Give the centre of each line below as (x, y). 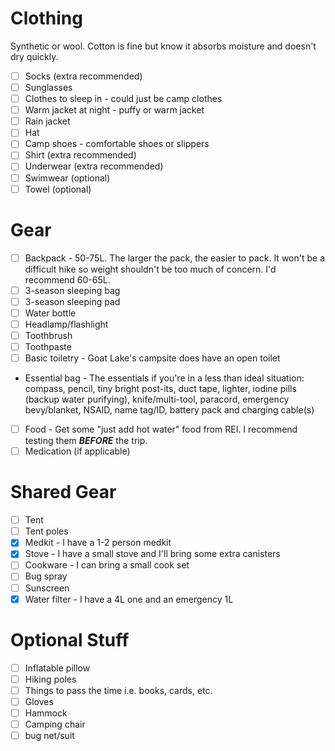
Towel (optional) (58, 189)
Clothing (46, 18)
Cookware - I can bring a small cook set (107, 565)
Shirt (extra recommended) (80, 155)
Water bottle (50, 313)
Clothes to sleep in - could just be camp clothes (123, 99)
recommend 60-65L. (67, 279)
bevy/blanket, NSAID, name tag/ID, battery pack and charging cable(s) (169, 410)
